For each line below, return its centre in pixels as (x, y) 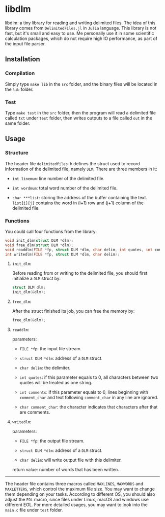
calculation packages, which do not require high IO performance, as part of (81, 38)
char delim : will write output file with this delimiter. (70, 460)
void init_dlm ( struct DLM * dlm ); (39, 240)
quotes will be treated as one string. (56, 383)
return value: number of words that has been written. (66, 470)
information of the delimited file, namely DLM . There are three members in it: (81, 169)
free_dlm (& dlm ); (29, 320)
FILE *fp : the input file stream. (51, 349)
